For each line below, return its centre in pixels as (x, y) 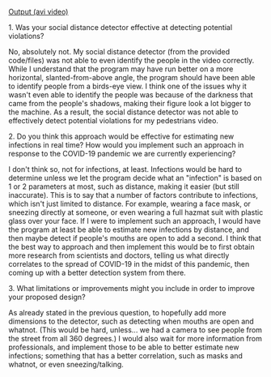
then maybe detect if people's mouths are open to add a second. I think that (135, 238)
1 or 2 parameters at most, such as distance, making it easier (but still (124, 186)
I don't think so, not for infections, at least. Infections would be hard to (125, 169)
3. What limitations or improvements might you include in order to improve (132, 288)
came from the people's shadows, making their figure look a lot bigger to (130, 103)
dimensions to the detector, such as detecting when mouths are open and (131, 321)
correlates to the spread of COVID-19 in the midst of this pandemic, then (129, 264)
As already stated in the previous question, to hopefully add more (117, 313)
